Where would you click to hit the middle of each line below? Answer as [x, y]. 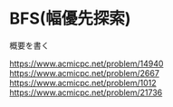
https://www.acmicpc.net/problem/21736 [86, 92]
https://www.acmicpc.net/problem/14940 [86, 63]
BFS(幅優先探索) [70, 19]
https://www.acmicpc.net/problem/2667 [85, 73]
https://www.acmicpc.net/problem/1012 [83, 83]
